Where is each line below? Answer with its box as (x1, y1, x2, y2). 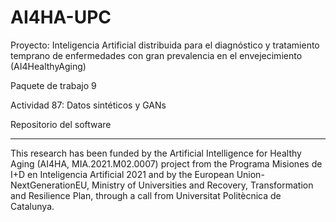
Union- (236, 168, 265, 180)
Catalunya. (10, 200, 55, 212)
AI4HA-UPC (10, 6, 112, 29)
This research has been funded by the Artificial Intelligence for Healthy (10, 147, 302, 159)
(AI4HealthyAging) (10, 60, 87, 72)
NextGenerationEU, (10, 179, 90, 191)
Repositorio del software (10, 118, 112, 130)
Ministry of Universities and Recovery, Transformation (91, 179, 314, 191)
